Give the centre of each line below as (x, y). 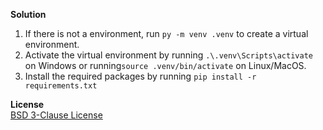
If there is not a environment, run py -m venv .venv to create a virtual (166, 33)
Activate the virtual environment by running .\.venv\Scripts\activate (168, 55)
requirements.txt (61, 86)
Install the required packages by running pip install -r (140, 76)
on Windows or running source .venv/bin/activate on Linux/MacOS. (165, 65)
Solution (28, 14)
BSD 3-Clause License (56, 115)
